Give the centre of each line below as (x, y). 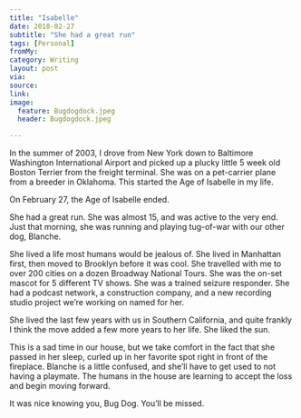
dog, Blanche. (35, 236)
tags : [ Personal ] (42, 43)
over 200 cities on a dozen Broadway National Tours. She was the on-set (146, 274)
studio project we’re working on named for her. (97, 303)
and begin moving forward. (60, 386)
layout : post (34, 69)
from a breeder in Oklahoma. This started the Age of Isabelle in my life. (141, 182)
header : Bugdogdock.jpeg (64, 119)
